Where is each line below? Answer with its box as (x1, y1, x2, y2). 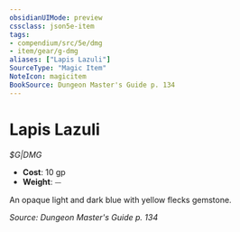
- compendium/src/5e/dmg (9, 38, 103, 48)
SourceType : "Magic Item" (9, 64, 106, 73)
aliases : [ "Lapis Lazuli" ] (9, 55, 111, 64)
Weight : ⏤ (22, 176, 61, 187)
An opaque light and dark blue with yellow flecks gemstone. (9, 194, 232, 205)
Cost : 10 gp (22, 166, 66, 177)
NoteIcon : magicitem (9, 72, 88, 81)
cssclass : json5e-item (9, 22, 95, 31)
